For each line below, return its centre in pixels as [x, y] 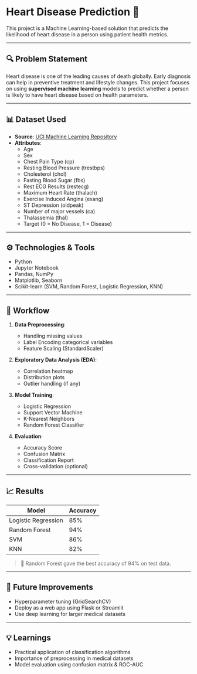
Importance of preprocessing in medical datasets [74, 658]
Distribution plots [44, 377]
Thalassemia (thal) [46, 217]
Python [23, 262]
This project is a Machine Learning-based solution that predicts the [87, 28]
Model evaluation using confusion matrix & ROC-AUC [79, 664]
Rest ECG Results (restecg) [56, 186]
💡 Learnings [29, 638]
